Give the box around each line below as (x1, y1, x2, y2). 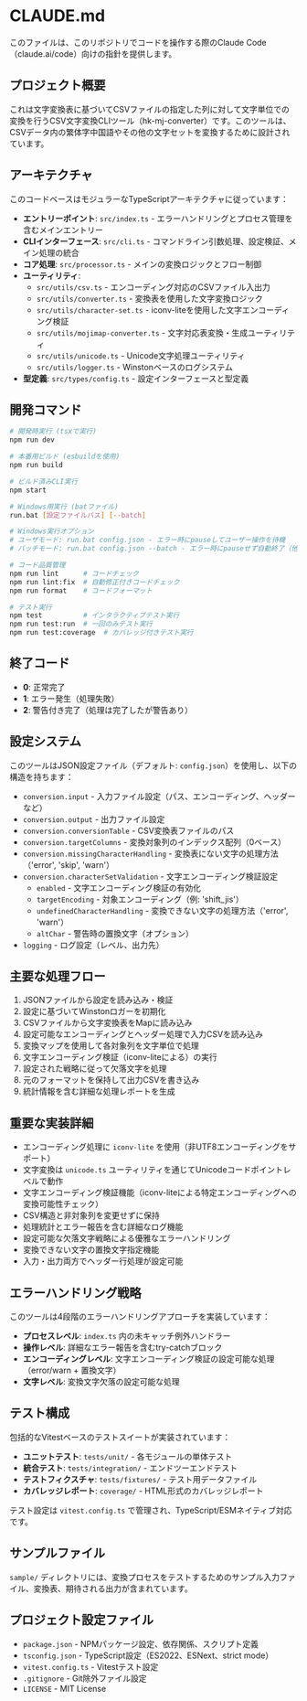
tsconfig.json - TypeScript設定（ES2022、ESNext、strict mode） (22, 1650, 274, 1661)
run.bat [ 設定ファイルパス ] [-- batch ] (9, 510, 146, 519)
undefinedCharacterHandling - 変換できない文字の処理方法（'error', (36, 904, 289, 915)
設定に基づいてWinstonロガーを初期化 (22, 1006, 166, 1017)
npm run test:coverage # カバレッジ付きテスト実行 (9, 628, 194, 637)
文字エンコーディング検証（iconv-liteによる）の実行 (22, 1052, 217, 1063)
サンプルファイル (9, 1546, 106, 1561)
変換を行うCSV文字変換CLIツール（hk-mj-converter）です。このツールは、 (9, 115, 291, 126)
